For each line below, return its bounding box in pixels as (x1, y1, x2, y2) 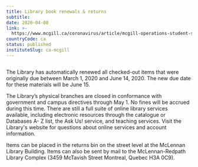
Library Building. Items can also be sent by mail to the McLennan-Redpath (6, 148, 186, 155)
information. (6, 130, 36, 137)
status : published (6, 42, 51, 48)
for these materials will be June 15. (6, 81, 90, 88)
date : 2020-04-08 (6, 19, 49, 25)
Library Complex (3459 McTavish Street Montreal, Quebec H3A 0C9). (6, 154, 175, 161)
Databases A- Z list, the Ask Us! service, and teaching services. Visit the (6, 117, 181, 125)
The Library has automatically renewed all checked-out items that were (6, 68, 179, 76)
